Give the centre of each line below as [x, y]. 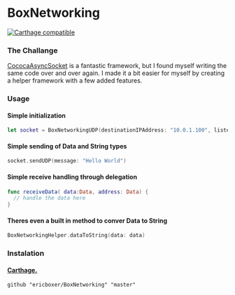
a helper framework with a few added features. [75, 81]
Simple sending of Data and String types [67, 146]
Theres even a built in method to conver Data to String [87, 220]
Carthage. [22, 270]
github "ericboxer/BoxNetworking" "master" [72, 285]
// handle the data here [50, 198]
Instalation [26, 254]
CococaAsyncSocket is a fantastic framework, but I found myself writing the [117, 66]
